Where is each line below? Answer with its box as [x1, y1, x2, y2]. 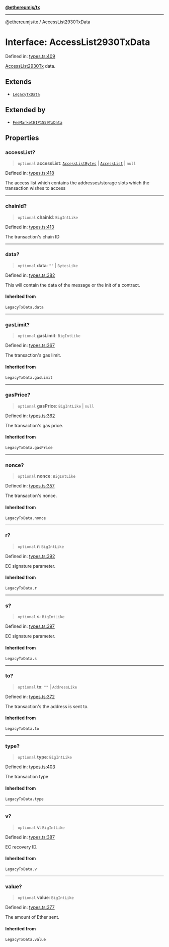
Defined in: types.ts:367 [5, 342, 55, 348]
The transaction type [5, 774, 49, 780]
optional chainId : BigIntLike [17, 214, 78, 220]
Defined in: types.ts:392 [5, 553, 55, 559]
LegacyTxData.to [5, 726, 39, 731]
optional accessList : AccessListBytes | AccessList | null [17, 160, 136, 166]
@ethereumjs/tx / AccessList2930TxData [5, 19, 91, 25]
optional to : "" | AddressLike [17, 684, 77, 690]
